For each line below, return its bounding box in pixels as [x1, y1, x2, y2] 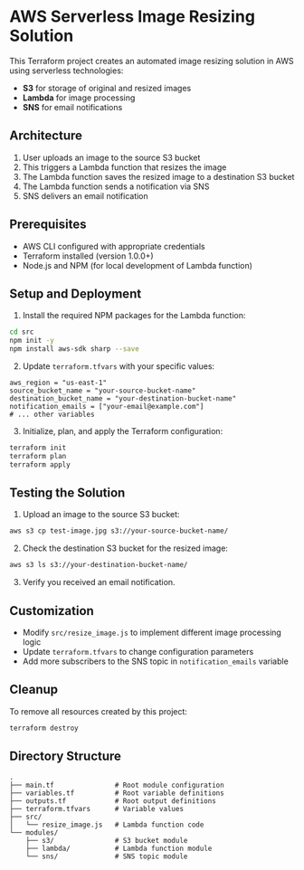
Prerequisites [9, 217, 87, 232]
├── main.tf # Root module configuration [9, 780, 224, 790]
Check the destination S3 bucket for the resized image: [22, 543, 229, 553]
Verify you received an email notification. [22, 577, 176, 588]
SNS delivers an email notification [22, 190, 149, 201]
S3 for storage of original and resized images [22, 82, 192, 93]
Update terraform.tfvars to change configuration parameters [22, 647, 254, 657]
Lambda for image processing [22, 92, 136, 103]
